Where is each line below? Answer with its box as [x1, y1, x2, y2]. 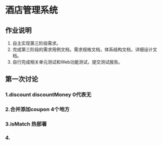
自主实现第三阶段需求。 [12, 40, 61, 46]
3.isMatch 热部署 [5, 120, 47, 127]
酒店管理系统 [5, 4, 58, 16]
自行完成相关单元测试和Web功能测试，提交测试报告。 [12, 59, 123, 65]
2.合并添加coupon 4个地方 [5, 106, 70, 113]
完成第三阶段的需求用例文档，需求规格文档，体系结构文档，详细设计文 [12, 46, 157, 52]
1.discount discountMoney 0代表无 [5, 91, 91, 98]
